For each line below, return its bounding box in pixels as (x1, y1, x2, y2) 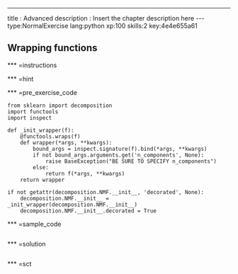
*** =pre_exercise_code (7, 88, 78, 96)
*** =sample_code (7, 219, 62, 228)
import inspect (7, 114, 52, 121)
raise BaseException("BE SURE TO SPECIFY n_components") (45, 157, 217, 165)
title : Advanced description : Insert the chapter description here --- (7, 14, 205, 22)
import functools (7, 108, 59, 115)
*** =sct (7, 259, 32, 268)
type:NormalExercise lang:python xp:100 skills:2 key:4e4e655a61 (7, 22, 198, 30)
